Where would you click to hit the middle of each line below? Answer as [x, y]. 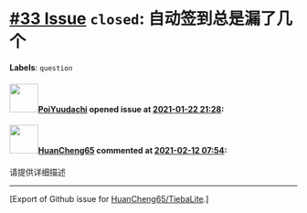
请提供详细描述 [37, 172]
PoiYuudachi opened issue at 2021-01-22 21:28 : [131, 109]
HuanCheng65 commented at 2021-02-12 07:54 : [132, 151]
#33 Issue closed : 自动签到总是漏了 [143, 19]
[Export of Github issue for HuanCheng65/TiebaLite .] [109, 198]
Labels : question [41, 67]
